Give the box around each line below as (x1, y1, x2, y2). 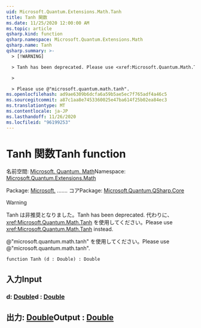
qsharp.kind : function (6, 31, 63, 37)
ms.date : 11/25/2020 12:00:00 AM (6, 20, 90, 26)
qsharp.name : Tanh (6, 43, 52, 49)
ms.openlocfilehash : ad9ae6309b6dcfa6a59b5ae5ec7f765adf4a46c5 (6, 91, 167, 98)
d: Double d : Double (6, 292, 65, 300)
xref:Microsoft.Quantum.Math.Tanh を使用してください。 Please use (6, 219, 173, 226)
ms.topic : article (6, 25, 52, 32)
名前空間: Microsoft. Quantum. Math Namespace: (6, 168, 126, 175)
